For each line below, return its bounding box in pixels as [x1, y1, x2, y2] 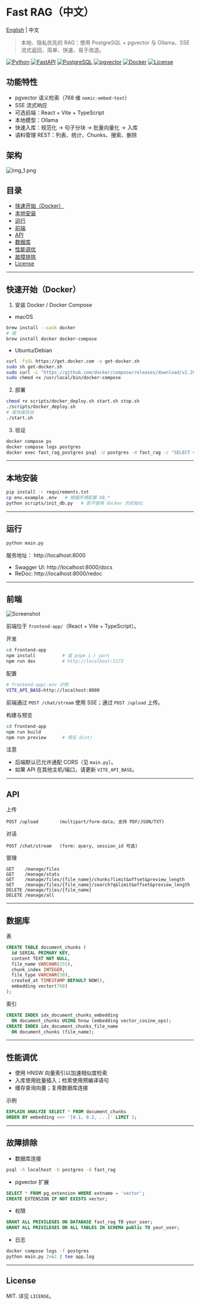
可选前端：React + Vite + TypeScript [14, 109, 104, 116]
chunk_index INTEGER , [11, 966, 65, 972]
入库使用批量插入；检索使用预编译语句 [14, 1077, 109, 1084]
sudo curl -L [6, 369, 39, 376]
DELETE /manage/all [6, 892, 55, 898]
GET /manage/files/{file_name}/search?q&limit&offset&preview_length [6, 882, 190, 888]
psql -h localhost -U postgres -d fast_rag [6, 1167, 116, 1173]
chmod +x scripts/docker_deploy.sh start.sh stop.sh [6, 398, 140, 404]
